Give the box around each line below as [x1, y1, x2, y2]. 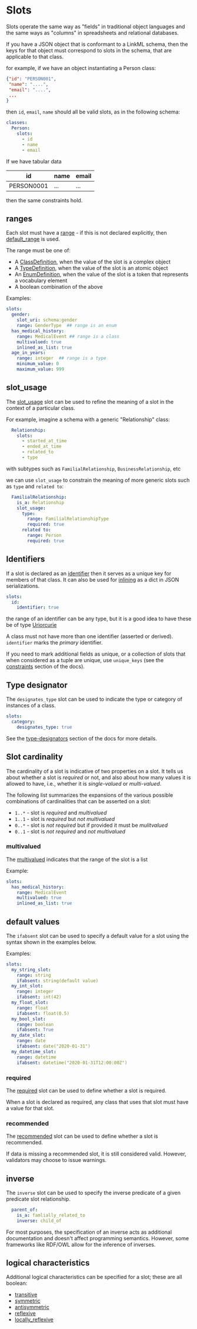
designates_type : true [16, 724, 72, 730]
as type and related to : [6, 483, 64, 490]
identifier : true [16, 605, 59, 610]
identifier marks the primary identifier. [6, 639, 103, 646]
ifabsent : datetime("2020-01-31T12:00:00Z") [16, 1060, 128, 1066]
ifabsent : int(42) [16, 994, 62, 1000]
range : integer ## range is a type [16, 355, 107, 362]
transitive [14, 1291, 38, 1298]
